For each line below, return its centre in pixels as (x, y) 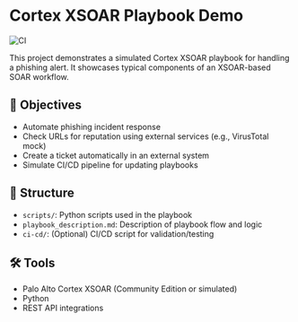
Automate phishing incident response (92, 126)
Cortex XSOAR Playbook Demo (127, 16)
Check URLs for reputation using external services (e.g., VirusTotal (145, 136)
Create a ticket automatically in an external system (115, 155)
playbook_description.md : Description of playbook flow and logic (142, 224)
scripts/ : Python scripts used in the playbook (107, 214)
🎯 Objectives (46, 105)
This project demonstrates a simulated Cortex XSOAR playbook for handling (149, 57)
